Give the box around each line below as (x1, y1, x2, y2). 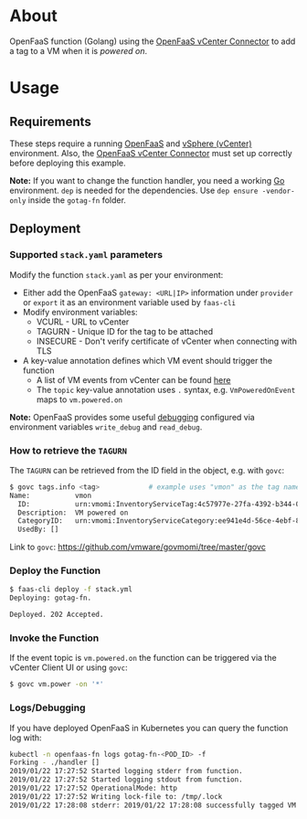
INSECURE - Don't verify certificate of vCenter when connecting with (36, 335, 297, 346)
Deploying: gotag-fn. (9, 593, 92, 603)
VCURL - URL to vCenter (36, 316, 130, 327)
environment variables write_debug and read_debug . (9, 421, 203, 432)
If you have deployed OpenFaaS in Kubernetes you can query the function (9, 722, 289, 733)
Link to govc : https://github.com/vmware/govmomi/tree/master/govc (9, 541, 267, 553)
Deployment (9, 221, 81, 237)
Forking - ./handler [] (9, 758, 101, 768)
